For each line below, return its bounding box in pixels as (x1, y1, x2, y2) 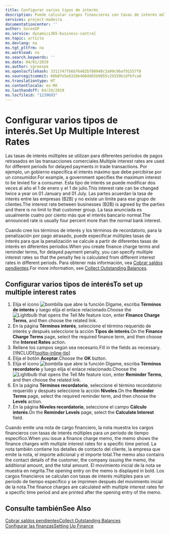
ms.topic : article (5, 36, 44, 41)
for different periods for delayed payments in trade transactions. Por (5, 164, 148, 170)
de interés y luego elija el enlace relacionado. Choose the (12, 307, 132, 313)
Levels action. (12, 398, 42, 404)
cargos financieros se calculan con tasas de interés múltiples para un (5, 473, 150, 479)
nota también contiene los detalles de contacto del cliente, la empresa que (5, 446, 161, 452)
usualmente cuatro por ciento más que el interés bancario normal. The (5, 212, 151, 218)
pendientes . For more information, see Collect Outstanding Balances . (5, 265, 148, 271)
